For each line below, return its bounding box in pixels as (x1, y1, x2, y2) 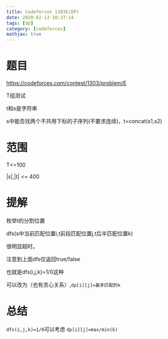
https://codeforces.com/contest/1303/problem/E (6, 80, 127, 87)
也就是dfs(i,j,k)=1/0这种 (6, 268, 64, 275)
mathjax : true (6, 31, 42, 37)
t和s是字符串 (6, 105, 37, 112)
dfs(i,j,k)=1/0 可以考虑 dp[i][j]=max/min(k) (6, 325, 119, 332)
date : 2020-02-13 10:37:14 (6, 14, 74, 21)
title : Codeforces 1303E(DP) (6, 8, 79, 15)
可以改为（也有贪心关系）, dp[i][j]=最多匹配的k (6, 281, 121, 288)
